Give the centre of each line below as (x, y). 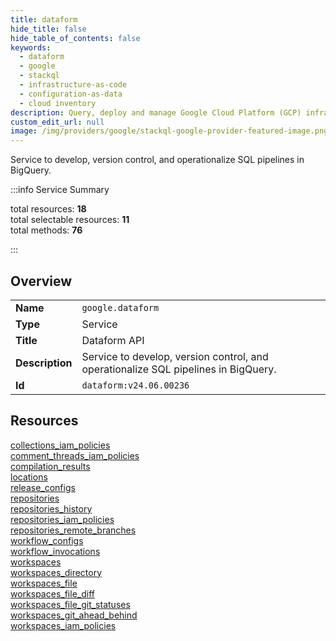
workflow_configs (47, 540)
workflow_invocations (55, 551)
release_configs (43, 487)
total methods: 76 (46, 230)
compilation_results (50, 466)
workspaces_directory (56, 572)
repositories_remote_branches (73, 530)
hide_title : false (48, 29)
